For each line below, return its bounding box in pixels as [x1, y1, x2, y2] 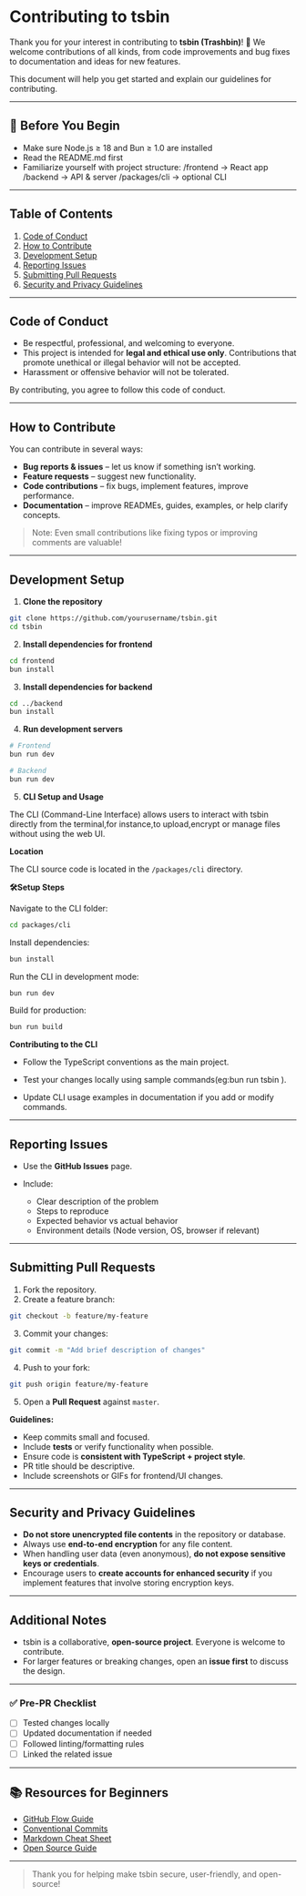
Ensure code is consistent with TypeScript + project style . [22, 1451, 246, 1462]
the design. [22, 1666, 66, 1677]
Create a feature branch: [22, 1293, 116, 1304]
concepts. [22, 510, 61, 521]
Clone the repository [22, 596, 103, 607]
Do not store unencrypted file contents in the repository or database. [22, 1529, 287, 1540]
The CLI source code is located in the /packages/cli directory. [9, 863, 243, 874]
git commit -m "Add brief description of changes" [9, 1345, 206, 1354]
